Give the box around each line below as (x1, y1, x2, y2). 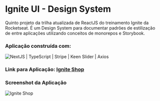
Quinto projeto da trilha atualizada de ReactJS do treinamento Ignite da (5, 20, 149, 26)
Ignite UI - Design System (5, 3, 111, 15)
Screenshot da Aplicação (5, 79, 67, 86)
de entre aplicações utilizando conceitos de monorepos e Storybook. (5, 30, 145, 36)
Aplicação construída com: (5, 42, 71, 49)
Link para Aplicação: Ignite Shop (5, 66, 85, 73)
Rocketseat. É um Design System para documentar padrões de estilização (5, 25, 156, 31)
